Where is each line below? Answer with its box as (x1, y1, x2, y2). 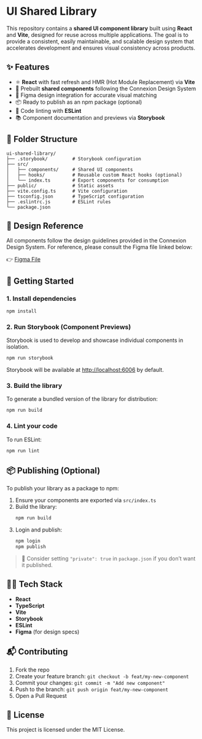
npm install (6, 308, 37, 314)
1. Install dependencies (6, 294, 77, 303)
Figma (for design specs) (15, 628, 80, 635)
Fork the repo (15, 666, 50, 673)
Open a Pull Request (15, 692, 68, 699)
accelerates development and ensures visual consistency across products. (6, 44, 195, 52)
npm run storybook (6, 355, 53, 362)
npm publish (15, 544, 46, 550)
